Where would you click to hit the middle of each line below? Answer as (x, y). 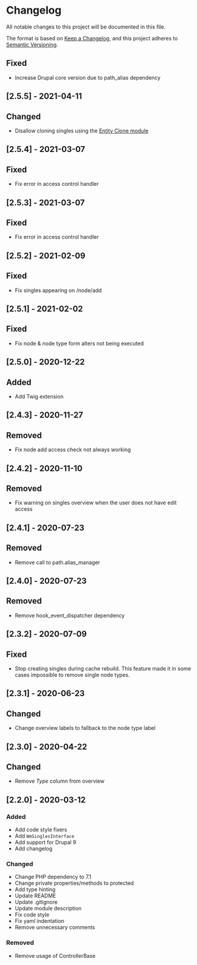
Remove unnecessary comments (55, 928)
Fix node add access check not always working (73, 450)
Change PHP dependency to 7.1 (53, 877)
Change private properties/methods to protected (74, 883)
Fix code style (32, 915)
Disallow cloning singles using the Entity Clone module (82, 131)
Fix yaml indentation (39, 921)
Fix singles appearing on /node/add (58, 290)
